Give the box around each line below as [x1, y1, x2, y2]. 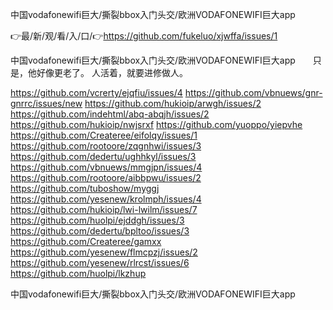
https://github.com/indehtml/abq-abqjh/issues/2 [10, 108, 210, 120]
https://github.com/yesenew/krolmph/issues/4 [10, 193, 202, 205]
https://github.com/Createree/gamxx [10, 236, 162, 247]
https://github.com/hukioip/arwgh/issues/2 [84, 98, 262, 109]
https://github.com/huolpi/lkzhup [10, 268, 147, 279]
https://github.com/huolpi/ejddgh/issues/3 [10, 214, 185, 226]
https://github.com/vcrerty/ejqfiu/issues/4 [10, 87, 183, 98]
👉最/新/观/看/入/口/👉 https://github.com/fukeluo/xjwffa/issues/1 [10, 30, 278, 42]
